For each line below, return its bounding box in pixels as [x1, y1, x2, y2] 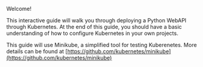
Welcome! [6, 5, 32, 12]
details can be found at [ [6, 48, 68, 55]
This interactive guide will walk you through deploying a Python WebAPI [6, 17, 187, 24]
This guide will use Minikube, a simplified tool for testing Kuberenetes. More [6, 42, 197, 48]
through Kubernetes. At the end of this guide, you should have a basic [6, 24, 182, 30]
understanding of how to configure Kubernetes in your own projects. [6, 30, 179, 37]
